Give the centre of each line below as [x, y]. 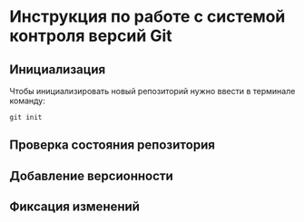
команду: [27, 101]
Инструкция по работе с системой [147, 17]
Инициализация [58, 69]
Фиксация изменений [75, 207]
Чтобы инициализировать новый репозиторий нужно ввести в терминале [152, 91]
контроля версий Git [91, 36]
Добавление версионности [92, 175]
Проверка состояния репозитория [113, 145]
